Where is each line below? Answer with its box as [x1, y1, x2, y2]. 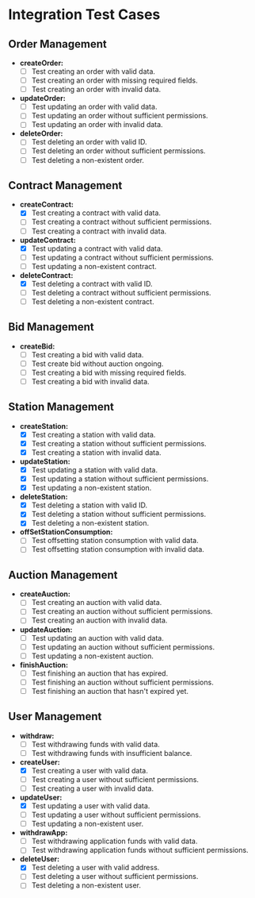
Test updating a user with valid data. [31, 801, 150, 811]
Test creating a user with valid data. [31, 765, 148, 775]
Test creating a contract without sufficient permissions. [31, 217, 212, 227]
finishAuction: [19, 660, 69, 669]
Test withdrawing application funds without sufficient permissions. [31, 846, 249, 855]
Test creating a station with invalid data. [31, 447, 162, 457]
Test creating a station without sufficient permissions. [31, 438, 207, 448]
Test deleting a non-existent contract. [31, 296, 154, 306]
